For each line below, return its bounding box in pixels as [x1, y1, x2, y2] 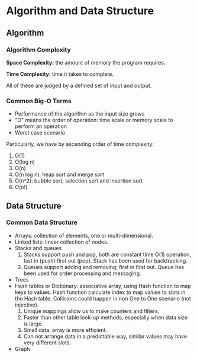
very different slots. [23, 339, 72, 346]
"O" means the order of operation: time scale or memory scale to [14, 117, 173, 124]
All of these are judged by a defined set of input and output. [6, 82, 152, 89]
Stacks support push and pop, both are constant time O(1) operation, [23, 251, 191, 258]
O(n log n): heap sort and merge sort [14, 171, 105, 178]
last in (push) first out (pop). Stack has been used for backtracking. [23, 257, 188, 264]
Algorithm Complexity [6, 46, 71, 54]
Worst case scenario [14, 129, 65, 136]
